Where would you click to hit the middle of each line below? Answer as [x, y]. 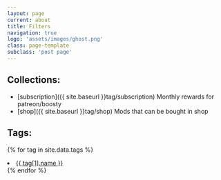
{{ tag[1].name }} [40, 163]
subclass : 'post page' [40, 52]
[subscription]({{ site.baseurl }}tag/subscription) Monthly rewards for [116, 97]
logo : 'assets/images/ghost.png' [55, 39]
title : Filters [29, 26]
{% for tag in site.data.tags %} [50, 150]
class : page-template [38, 46]
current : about [29, 20]
